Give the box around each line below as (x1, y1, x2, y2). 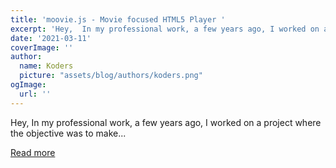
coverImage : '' (10, 42, 74, 53)
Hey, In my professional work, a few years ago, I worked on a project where (10, 116, 322, 128)
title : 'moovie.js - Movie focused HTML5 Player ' (10, 14, 226, 25)
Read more (10, 146, 56, 158)
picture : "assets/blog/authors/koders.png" (19, 71, 203, 81)
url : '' (19, 89, 52, 99)
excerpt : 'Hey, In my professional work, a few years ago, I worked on (10, 24, 320, 34)
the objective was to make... (10, 127, 127, 139)
